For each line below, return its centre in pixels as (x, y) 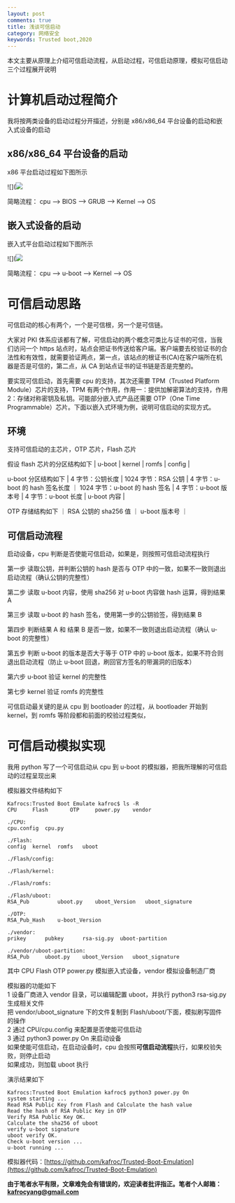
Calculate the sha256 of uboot (53, 1124)
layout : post (26, 14)
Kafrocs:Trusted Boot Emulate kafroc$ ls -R (73, 804)
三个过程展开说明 (32, 69)
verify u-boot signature (43, 1129)
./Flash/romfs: (29, 884)
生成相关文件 (26, 1003)
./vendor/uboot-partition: (47, 951)
